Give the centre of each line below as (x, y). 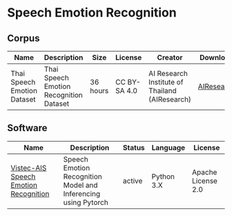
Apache (205, 172)
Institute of (166, 82)
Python (163, 176)
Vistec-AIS (29, 168)
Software (27, 128)
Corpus (23, 38)
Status (134, 148)
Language (168, 148)
